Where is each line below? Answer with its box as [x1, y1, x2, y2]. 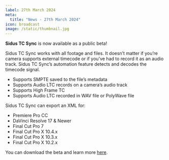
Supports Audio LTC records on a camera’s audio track [12, 82, 128, 88]
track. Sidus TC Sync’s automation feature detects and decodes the [5, 61, 147, 67]
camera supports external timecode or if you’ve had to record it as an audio [5, 56, 164, 62]
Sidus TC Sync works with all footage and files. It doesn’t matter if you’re [5, 50, 158, 57]
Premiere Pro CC [12, 113, 48, 119]
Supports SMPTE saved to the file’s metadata [12, 76, 108, 83]
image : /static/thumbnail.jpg [5, 26, 70, 32]
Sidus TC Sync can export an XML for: [5, 102, 86, 109]
